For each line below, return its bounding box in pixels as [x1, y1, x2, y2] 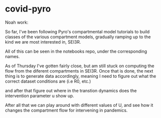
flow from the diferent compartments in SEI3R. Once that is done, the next [5, 68, 153, 74]
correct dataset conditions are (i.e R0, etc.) [5, 78, 91, 84]
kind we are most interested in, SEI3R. [5, 39, 81, 44]
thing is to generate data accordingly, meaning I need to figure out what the [5, 73, 157, 79]
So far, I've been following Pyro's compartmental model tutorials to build [5, 29, 150, 34]
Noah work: [5, 19, 28, 25]
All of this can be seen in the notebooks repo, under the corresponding [5, 48, 147, 54]
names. [5, 53, 20, 59]
